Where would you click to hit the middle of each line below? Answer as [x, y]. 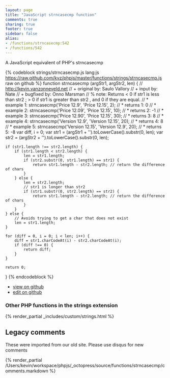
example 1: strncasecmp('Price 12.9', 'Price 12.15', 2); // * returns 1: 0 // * [81, 105]
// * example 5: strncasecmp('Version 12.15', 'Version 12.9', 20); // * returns [83, 127]
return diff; [37, 249]
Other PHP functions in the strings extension [62, 305]
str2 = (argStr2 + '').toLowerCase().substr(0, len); [57, 137]
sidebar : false [21, 34]
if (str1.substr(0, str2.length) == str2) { [72, 191]
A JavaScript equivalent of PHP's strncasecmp [54, 62]
